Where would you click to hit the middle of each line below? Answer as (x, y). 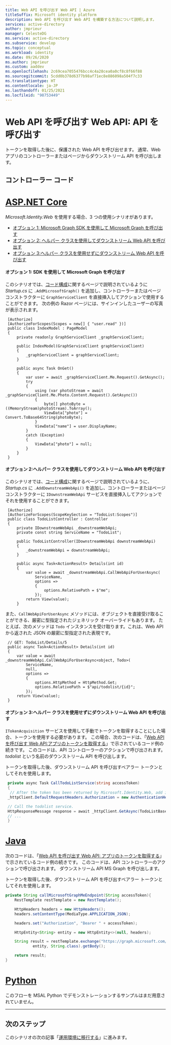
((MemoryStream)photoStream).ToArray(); (49, 408)
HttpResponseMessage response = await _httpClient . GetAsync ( (74, 811)
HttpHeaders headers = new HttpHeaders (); (60, 909)
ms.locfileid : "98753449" (33, 95)
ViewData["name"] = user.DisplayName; (76, 426)
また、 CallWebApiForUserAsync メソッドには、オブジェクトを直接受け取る (82, 614)
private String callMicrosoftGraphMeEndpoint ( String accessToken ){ (78, 895)
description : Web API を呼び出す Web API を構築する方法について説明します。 (81, 19)
